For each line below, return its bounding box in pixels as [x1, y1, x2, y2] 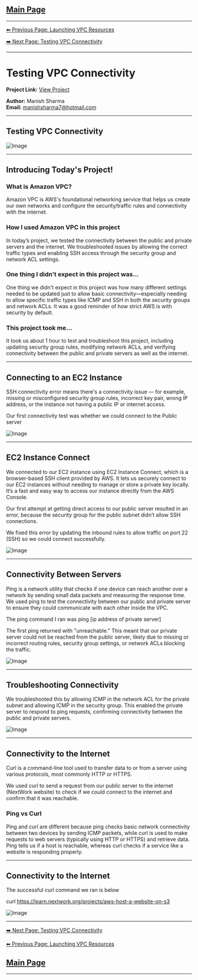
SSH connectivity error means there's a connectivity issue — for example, [6, 388, 186, 395]
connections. [6, 517, 38, 524]
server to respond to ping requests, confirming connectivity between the [6, 708, 183, 715]
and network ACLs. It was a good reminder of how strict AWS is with [6, 302, 172, 310]
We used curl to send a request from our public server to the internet [6, 782, 173, 789]
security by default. [6, 309, 54, 316]
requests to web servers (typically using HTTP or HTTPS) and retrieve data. [6, 836, 190, 843]
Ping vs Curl [6, 810, 42, 818]
